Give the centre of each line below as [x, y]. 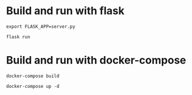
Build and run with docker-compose [96, 60]
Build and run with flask [65, 11]
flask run [18, 37]
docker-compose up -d [33, 86]
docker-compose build [33, 76]
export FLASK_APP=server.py [41, 27]
